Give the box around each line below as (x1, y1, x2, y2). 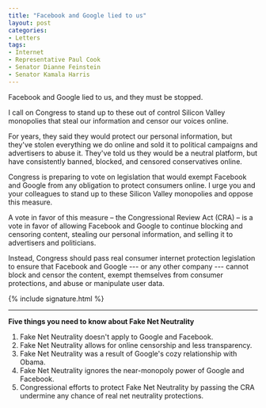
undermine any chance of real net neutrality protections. (19, 391, 204, 400)
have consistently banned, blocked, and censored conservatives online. (8, 156, 243, 166)
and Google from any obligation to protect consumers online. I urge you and (8, 180, 256, 190)
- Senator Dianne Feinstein (8, 63, 101, 71)
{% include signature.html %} (8, 294, 104, 303)
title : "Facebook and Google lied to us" (8, 11, 147, 20)
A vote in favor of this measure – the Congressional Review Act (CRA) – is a (8, 212, 253, 222)
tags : (8, 41, 26, 49)
